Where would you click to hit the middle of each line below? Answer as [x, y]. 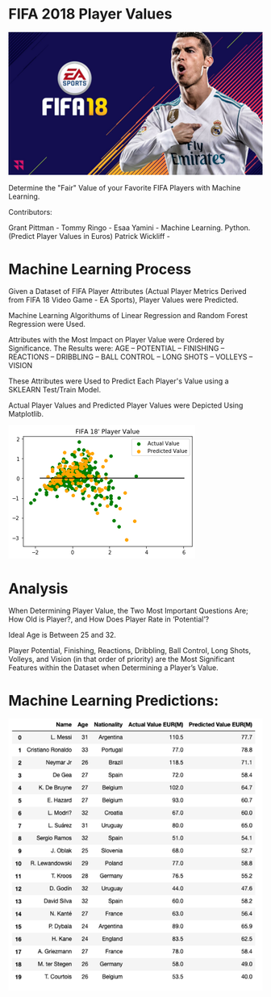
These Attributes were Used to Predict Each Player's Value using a [119, 381]
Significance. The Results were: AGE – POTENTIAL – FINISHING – [117, 349]
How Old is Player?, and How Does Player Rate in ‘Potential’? [109, 619]
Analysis [38, 588]
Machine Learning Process [100, 269]
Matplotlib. [26, 414]
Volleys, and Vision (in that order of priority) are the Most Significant [122, 660]
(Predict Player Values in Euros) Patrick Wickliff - [90, 237]
